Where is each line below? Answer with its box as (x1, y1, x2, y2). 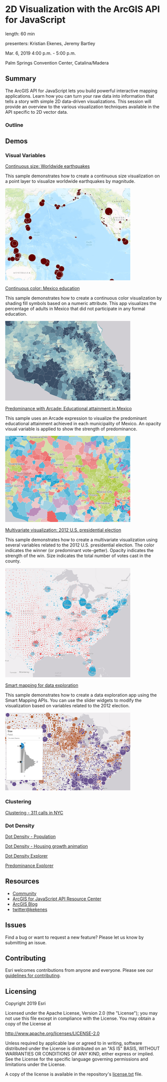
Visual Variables (5, 152, 46, 159)
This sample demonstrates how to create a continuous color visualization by (5, 295, 162, 301)
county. (5, 558, 21, 564)
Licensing (5, 987, 36, 995)
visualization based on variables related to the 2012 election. (5, 703, 130, 709)
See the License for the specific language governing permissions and (5, 1056, 148, 1062)
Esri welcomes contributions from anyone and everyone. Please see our (5, 967, 153, 973)
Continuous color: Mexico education (5, 286, 80, 292)
